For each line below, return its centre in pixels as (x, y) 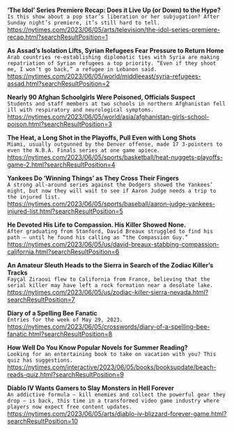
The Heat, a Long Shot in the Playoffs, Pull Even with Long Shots (102, 138)
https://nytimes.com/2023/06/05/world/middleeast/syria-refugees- (104, 76)
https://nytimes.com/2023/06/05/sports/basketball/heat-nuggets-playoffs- (115, 157)
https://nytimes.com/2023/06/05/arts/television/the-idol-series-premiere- (114, 30)
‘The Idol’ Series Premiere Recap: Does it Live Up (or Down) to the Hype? (114, 10)
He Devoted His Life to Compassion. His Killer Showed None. (97, 225)
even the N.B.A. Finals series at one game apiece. (84, 151)
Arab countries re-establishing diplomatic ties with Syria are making (113, 57)
